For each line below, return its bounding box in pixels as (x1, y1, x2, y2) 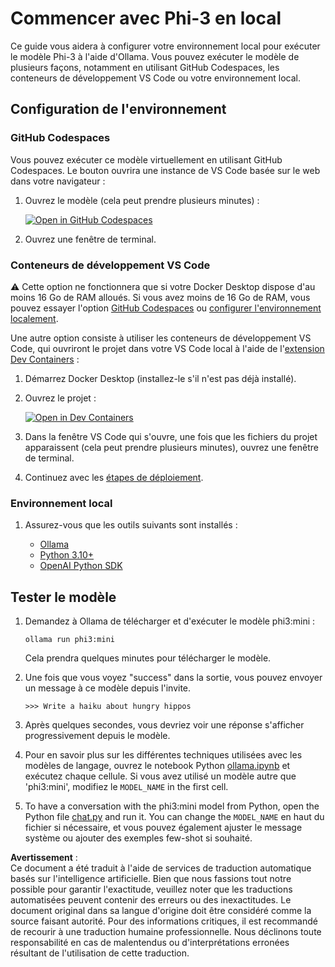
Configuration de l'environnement (10, 101, 227, 118)
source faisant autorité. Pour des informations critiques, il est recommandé (10, 915, 318, 927)
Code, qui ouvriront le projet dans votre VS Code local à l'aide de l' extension (10, 342, 325, 354)
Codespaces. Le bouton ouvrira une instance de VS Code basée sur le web (10, 164, 321, 176)
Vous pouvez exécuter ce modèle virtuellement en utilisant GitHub (10, 153, 283, 166)
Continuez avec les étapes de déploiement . (24, 471, 204, 483)
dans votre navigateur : (10, 175, 106, 187)
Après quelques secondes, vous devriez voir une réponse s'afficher (24, 719, 305, 731)
